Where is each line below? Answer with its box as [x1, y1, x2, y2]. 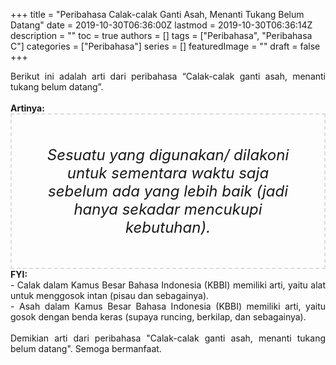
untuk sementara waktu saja [66, 164, 270, 183]
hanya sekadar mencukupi [73, 200, 263, 219]
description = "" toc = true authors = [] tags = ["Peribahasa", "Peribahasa [10, 30, 313, 41]
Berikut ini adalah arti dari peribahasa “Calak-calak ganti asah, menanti [10, 70, 326, 82]
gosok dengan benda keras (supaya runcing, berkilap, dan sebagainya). [10, 311, 307, 323]
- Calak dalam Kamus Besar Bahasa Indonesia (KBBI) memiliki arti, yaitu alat [10, 279, 326, 291]
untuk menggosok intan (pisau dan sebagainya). [10, 290, 210, 301]
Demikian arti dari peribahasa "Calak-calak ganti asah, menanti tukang [10, 332, 326, 344]
